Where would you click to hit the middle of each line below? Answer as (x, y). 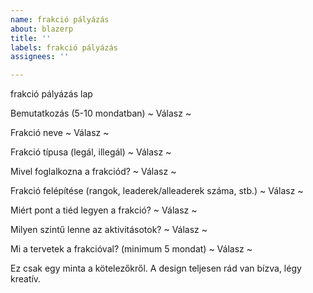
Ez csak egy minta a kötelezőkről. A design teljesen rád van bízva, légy (156, 268)
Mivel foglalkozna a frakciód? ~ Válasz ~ (93, 172)
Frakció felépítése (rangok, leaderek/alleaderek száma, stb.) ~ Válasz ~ (157, 191)
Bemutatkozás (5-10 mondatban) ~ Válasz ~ (101, 113)
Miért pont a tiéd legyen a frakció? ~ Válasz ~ (104, 210)
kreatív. (26, 279)
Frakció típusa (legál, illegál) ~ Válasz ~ (91, 152)
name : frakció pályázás (60, 19)
